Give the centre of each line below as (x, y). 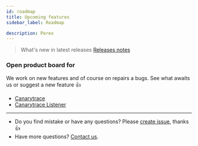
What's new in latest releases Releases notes (75, 50)
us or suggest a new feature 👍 (44, 84)
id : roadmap (21, 11)
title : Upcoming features (38, 17)
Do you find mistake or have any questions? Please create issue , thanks (102, 121)
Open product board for (41, 65)
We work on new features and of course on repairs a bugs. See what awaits (98, 78)
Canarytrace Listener (40, 104)
